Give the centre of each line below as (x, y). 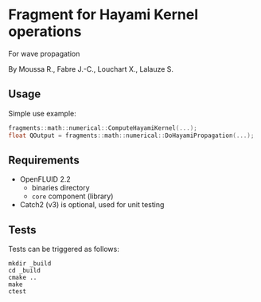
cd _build (25, 271)
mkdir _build (30, 264)
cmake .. (23, 278)
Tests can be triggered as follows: (64, 249)
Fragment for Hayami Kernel (103, 15)
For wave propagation (44, 53)
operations (45, 31)
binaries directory (60, 188)
